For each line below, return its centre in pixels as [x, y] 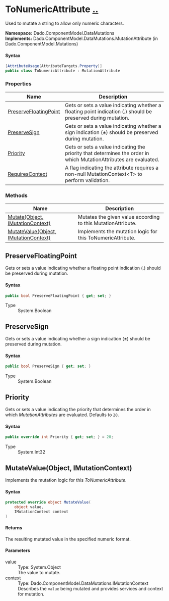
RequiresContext [28, 174]
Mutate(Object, [26, 217]
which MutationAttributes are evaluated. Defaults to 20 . [62, 415]
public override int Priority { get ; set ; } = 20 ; [59, 437]
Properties [18, 83]
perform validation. [87, 180]
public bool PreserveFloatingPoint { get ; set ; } [58, 296]
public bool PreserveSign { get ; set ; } [48, 366]
